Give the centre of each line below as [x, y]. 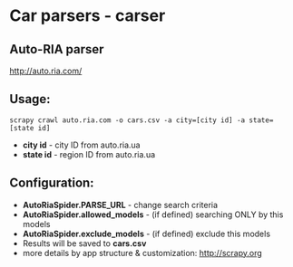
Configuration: [52, 183]
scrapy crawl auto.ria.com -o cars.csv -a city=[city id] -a [127, 120]
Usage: [30, 99]
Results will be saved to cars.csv [84, 243]
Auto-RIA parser [57, 49]
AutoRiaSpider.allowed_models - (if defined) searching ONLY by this [153, 215]
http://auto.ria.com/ [46, 71]
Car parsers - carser [88, 16]
